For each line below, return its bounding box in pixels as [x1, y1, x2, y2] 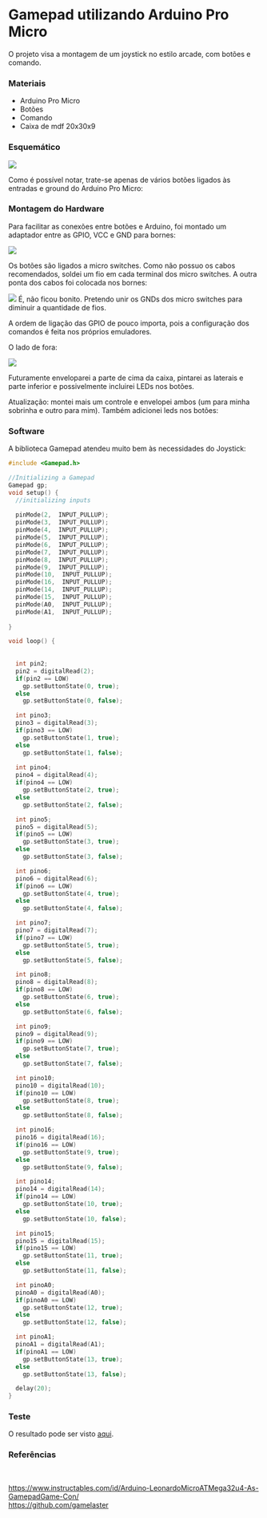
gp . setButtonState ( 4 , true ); [22, 889, 120, 897]
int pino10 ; [15, 1074, 56, 1082]
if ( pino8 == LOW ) [15, 986, 74, 994]
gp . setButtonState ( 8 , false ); [22, 1111, 124, 1119]
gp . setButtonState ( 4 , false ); [22, 905, 124, 913]
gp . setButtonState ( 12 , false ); [22, 1318, 127, 1326]
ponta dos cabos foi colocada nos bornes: [8, 277, 148, 287]
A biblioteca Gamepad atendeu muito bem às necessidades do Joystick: [8, 443, 246, 454]
